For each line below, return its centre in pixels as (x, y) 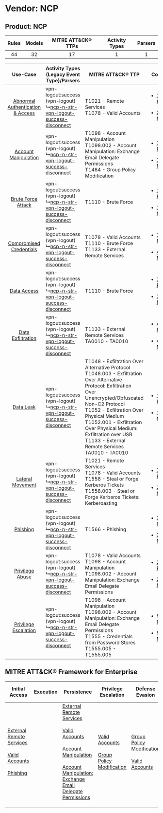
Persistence (78, 692)
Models (34, 43)
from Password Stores (110, 642)
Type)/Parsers (63, 81)
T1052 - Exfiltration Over (114, 410)
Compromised (24, 243)
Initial (18, 688)
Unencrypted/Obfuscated (114, 398)
